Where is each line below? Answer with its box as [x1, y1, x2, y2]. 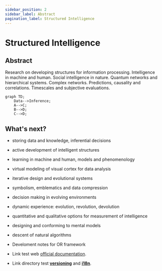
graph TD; [5, 95, 25, 99]
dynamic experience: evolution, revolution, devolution [12, 204, 120, 210]
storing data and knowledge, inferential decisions [12, 137, 111, 144]
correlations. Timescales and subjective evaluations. [5, 85, 110, 91]
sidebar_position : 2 [5, 7, 47, 12]
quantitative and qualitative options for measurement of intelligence [12, 213, 148, 219]
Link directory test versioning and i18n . [12, 260, 91, 266]
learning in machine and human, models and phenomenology [12, 156, 135, 162]
